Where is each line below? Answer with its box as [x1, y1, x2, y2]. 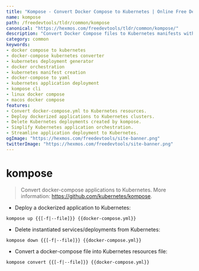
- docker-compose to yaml [6, 75, 70, 81]
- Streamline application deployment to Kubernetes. [6, 130, 139, 136]
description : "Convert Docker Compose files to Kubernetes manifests [6, 31, 182, 37]
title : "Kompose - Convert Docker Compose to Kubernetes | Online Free [6, 8, 187, 15]
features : [6, 102, 31, 109]
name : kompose [6, 14, 41, 20]
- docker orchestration [6, 63, 65, 70]
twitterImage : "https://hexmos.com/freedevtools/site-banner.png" [6, 141, 174, 147]
